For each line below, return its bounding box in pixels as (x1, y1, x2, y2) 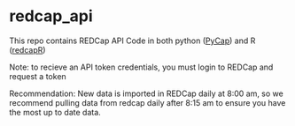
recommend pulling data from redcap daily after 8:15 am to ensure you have (9, 97, 286, 107)
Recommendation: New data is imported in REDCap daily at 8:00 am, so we (9, 88, 283, 99)
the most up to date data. (9, 107, 102, 117)
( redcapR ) (9, 44, 46, 55)
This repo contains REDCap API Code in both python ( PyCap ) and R (9, 35, 256, 46)
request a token (9, 70, 66, 81)
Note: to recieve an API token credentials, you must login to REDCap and (9, 62, 274, 72)
